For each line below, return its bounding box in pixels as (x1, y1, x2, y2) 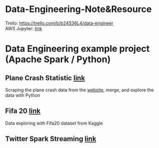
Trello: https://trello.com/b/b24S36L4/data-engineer (5, 20, 114, 26)
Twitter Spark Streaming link (5, 134, 96, 143)
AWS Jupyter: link (5, 25, 42, 31)
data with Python (5, 92, 41, 98)
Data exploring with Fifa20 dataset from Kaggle (5, 120, 103, 126)
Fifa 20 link (5, 107, 41, 115)
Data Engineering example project (5, 43, 150, 55)
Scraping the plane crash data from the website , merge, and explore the (5, 87, 154, 93)
